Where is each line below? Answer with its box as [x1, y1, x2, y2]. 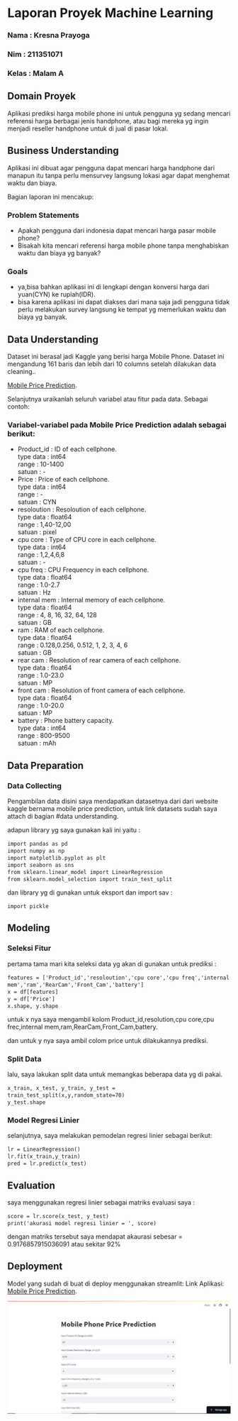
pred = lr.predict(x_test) [7, 1160, 87, 1168]
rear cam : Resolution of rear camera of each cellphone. [17, 656, 181, 665]
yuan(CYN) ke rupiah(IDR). [17, 290, 96, 299]
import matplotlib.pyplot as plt [7, 854, 106, 861]
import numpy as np [7, 847, 65, 854]
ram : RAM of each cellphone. [17, 626, 105, 634]
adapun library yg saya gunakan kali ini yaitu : [7, 825, 140, 834]
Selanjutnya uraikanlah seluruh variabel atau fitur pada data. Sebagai [7, 394, 208, 403]
